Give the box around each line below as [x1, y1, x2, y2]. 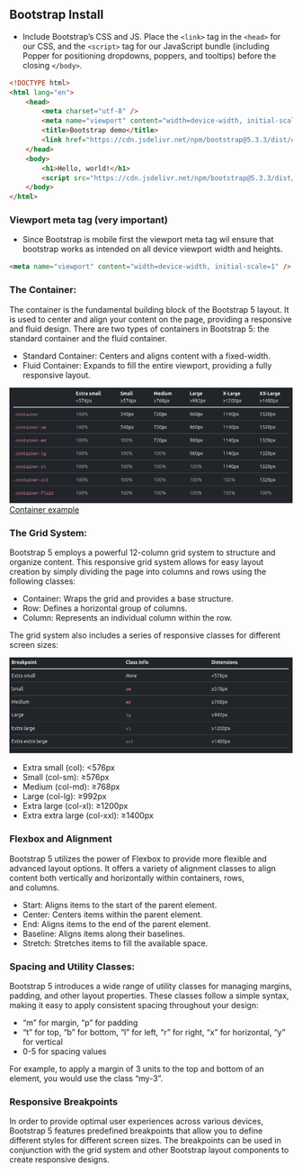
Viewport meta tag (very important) [9, 214, 168, 226]
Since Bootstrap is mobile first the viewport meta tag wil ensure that [22, 234, 274, 245]
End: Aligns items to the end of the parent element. [22, 918, 211, 929]
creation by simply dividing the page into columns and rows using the [9, 566, 267, 577]
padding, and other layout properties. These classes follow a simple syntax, [9, 990, 289, 1001]
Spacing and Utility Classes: [9, 960, 136, 972]
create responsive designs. [9, 1154, 110, 1165]
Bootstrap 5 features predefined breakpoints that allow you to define [9, 1125, 263, 1136]
